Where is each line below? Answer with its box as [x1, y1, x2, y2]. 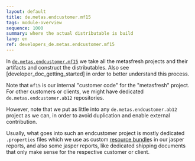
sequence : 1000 [6, 25, 44, 31]
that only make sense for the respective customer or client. [6, 148, 149, 155]
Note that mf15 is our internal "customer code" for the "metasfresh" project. [6, 81, 190, 88]
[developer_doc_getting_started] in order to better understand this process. [6, 70, 190, 77]
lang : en [6, 36, 28, 42]
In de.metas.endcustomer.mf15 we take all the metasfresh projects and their [6, 57, 188, 65]
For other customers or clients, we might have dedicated [6, 88, 144, 95]
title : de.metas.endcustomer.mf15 [6, 14, 92, 20]
